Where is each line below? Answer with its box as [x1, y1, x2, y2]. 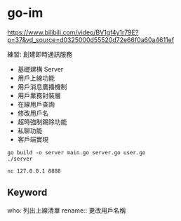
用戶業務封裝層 [17, 91, 61, 100]
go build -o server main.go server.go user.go [7, 149, 146, 156]
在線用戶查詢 [17, 100, 55, 108]
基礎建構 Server [17, 65, 64, 73]
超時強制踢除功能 [17, 117, 67, 126]
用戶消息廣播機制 [17, 82, 67, 91]
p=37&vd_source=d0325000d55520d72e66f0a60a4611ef [7, 35, 174, 43]
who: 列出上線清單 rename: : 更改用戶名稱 [7, 206, 126, 215]
